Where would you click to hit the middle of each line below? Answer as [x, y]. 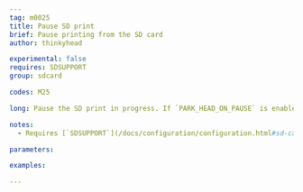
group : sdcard [36, 76]
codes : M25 [30, 92]
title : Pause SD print [52, 26]
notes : [22, 124]
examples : [28, 166]
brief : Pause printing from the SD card [87, 34]
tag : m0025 [30, 18]
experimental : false [48, 59]
